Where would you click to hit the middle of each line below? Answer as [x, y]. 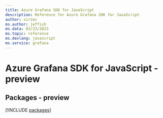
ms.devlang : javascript [30, 39]
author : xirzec [21, 19]
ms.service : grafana [27, 43]
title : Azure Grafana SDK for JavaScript [50, 10]
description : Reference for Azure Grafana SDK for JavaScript [72, 15]
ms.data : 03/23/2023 [27, 29]
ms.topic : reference [27, 34]
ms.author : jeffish [26, 24]
